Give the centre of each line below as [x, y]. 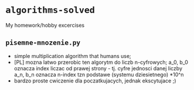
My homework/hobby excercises [45, 25]
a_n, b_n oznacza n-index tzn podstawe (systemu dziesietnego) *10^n [99, 74]
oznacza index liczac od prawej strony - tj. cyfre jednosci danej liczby [98, 68]
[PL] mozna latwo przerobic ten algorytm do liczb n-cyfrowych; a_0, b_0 [101, 62]
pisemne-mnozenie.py [43, 43]
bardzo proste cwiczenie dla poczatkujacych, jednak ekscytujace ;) [95, 81]
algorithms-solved [50, 10]
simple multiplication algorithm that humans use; [72, 56]
